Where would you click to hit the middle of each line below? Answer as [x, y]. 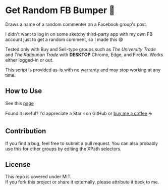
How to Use [24, 91]
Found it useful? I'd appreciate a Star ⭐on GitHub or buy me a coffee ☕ [79, 113]
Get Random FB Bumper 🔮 [60, 10]
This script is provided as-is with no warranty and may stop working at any [83, 70]
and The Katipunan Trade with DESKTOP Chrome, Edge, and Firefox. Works [84, 55]
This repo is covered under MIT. [38, 177]
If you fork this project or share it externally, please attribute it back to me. [82, 182]
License [18, 164]
